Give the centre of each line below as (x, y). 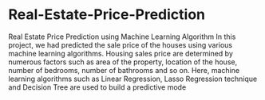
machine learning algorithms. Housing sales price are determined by (121, 53)
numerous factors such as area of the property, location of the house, (123, 62)
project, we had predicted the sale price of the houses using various (121, 44)
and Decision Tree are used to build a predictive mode (97, 87)
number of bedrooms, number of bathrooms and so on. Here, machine (124, 70)
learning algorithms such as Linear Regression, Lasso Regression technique (133, 79)
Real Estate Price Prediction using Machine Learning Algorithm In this (122, 37)
